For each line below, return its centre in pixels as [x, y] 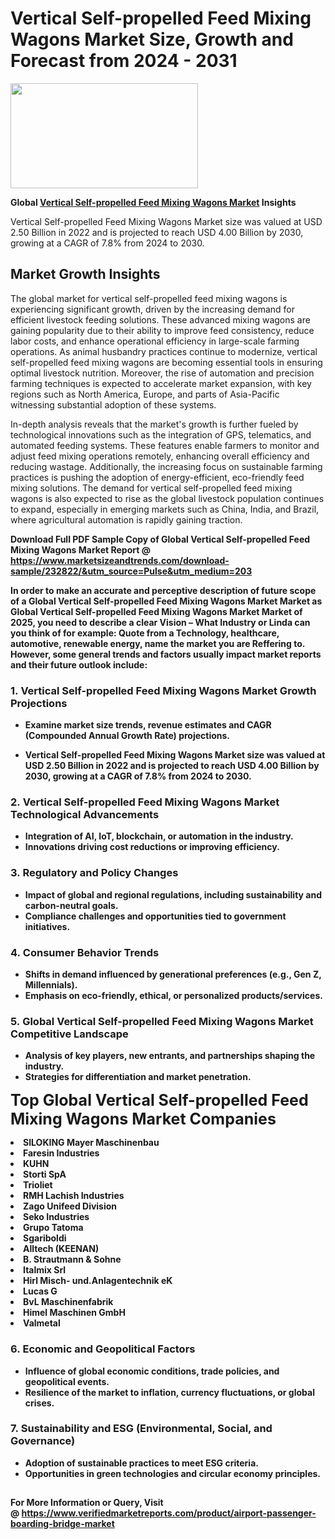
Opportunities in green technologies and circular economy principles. [173, 1473]
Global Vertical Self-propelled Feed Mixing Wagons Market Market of [156, 611]
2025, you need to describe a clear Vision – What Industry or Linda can [160, 622]
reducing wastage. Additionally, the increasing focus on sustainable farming [166, 466]
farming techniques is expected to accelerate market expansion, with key [161, 383]
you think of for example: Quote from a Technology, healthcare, [145, 633]
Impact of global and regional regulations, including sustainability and [173, 894]
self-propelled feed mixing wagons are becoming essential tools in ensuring [166, 362]
